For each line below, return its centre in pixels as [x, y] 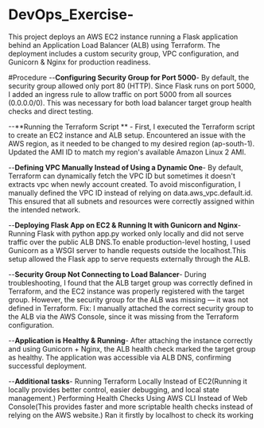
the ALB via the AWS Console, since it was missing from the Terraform [124, 317]
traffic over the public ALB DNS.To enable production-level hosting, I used [129, 242]
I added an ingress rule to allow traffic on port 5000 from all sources [120, 94]
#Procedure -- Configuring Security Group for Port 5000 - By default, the [129, 77]
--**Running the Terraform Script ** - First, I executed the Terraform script [132, 126]
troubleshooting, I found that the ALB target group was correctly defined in [130, 282]
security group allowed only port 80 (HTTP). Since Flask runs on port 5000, [132, 86]
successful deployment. [48, 366]
